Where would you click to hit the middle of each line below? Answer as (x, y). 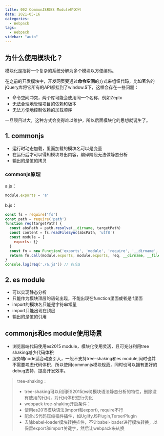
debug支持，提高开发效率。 (40, 370)
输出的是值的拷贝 (29, 161)
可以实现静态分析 (29, 292)
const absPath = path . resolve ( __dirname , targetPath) (65, 228)
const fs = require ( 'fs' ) (31, 214)
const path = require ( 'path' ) (36, 219)
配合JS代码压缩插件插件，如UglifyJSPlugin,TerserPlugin (81, 416)
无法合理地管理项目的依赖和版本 (44, 104)
